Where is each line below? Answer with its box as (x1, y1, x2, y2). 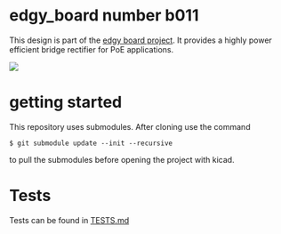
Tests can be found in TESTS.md (9, 214, 130, 225)
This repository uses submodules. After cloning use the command (9, 121, 251, 132)
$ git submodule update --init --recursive (9, 139, 173, 148)
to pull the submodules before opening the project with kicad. (9, 154, 235, 165)
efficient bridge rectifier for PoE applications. (9, 44, 174, 54)
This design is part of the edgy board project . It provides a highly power (9, 35, 273, 45)
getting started (9, 93, 123, 112)
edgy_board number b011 (9, 5, 199, 26)
